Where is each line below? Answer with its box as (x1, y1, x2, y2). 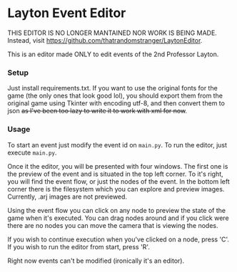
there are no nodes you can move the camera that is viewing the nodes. (7, 221, 218, 229)
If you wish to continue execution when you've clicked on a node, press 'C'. (7, 235, 230, 244)
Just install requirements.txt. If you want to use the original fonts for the (7, 84, 218, 93)
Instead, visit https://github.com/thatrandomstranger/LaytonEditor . (7, 36, 203, 44)
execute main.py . (7, 148, 57, 157)
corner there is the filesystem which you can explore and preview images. (7, 184, 225, 193)
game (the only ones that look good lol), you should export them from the (7, 91, 223, 100)
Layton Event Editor (7, 5, 126, 21)
